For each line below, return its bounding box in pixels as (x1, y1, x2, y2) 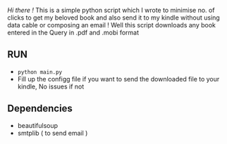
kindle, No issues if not (17, 82, 85, 91)
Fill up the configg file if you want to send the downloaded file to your (17, 74, 220, 83)
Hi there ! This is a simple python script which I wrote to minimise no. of (7, 6, 215, 14)
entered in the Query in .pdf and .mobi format (7, 28, 140, 37)
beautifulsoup (17, 121, 59, 129)
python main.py (17, 68, 63, 76)
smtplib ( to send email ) (17, 129, 88, 137)
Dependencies (7, 103, 73, 114)
